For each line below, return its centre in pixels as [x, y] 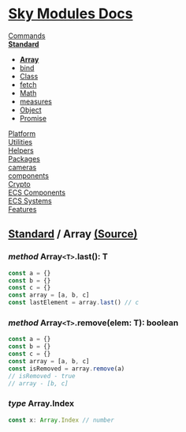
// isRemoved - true [42, 376]
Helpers [21, 150]
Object [30, 110]
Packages [24, 158]
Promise [33, 118]
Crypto [19, 184]
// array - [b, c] [38, 383]
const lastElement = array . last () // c [74, 303]
